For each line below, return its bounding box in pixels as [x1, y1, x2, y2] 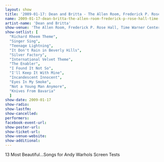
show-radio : [5, 102, 29, 107]
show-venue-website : [5, 134, 47, 139]
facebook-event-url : [5, 120, 47, 125]
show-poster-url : [5, 125, 41, 129]
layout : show [5, 7, 32, 12]
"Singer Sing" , [9, 39, 41, 44]
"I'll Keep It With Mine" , [9, 71, 64, 75]
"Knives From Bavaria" [9, 89, 56, 93]
